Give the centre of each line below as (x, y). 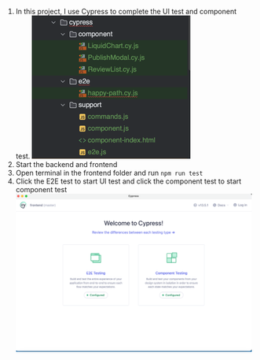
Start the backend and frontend (66, 164)
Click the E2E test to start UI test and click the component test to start (128, 181)
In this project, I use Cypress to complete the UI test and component (126, 11)
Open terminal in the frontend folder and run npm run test (109, 173)
